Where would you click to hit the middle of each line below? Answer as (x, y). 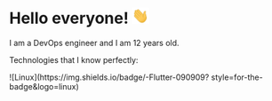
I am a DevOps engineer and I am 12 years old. (94, 43)
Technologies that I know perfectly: (74, 60)
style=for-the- (237, 77)
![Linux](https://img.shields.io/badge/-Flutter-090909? (109, 77)
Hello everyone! (69, 18)
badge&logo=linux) (44, 87)
